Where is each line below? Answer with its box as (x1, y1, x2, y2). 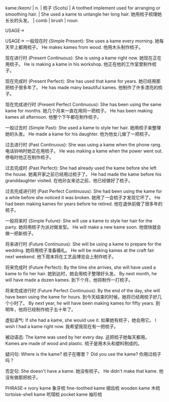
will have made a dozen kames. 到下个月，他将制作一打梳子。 (5, 277, 133, 283)
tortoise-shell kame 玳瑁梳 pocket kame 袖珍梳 (5, 391, 102, 397)
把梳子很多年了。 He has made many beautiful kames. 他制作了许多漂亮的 (5, 85, 158, 90)
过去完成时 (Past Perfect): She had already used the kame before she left (5, 165, 157, 171)
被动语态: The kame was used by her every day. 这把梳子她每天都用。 (5, 334, 150, 340)
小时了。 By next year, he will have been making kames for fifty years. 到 (9, 300, 160, 306)
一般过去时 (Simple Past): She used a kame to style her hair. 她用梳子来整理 (5, 125, 161, 130)
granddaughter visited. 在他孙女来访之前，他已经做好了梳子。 (5, 178, 133, 183)
